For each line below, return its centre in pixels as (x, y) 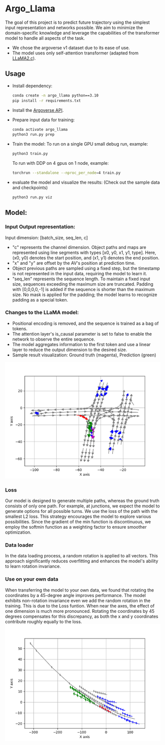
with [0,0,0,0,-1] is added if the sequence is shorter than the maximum (83, 289)
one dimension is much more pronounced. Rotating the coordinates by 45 (80, 611)
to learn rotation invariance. (33, 566)
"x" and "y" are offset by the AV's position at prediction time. (74, 263)
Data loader (19, 545)
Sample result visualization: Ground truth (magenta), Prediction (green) (84, 355)
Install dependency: (32, 86)
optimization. (18, 532)
